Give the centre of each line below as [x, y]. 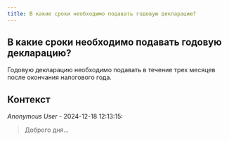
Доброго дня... [46, 130]
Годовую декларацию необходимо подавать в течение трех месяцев [111, 70]
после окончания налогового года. [60, 77]
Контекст [29, 99]
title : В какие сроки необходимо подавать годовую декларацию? [102, 14]
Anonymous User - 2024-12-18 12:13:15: [65, 116]
